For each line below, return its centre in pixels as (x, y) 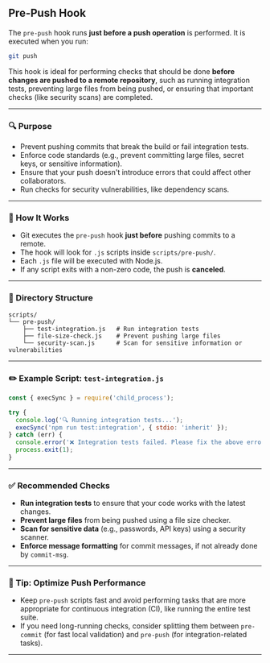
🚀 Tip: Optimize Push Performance (77, 583)
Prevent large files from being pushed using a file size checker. (125, 520)
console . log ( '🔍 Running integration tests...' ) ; (100, 420)
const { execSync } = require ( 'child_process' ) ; (91, 398)
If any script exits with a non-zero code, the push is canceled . (123, 270)
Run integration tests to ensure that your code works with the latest (133, 503)
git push (23, 56)
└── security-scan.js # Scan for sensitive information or (133, 343)
